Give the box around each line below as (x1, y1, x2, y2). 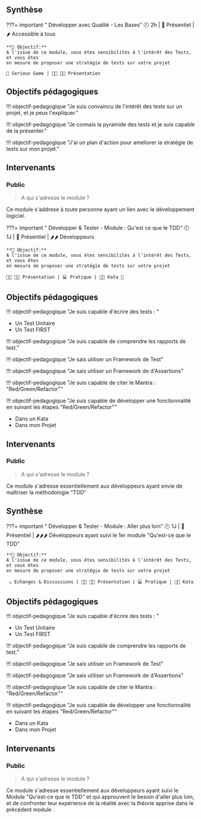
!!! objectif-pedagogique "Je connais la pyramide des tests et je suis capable (6, 120, 195, 128)
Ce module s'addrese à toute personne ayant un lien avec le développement (6, 206, 195, 213)
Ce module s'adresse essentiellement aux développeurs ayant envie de (6, 482, 183, 489)
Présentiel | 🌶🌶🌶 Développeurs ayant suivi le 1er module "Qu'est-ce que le (6, 532, 191, 539)
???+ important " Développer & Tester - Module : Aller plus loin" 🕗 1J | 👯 (6, 523, 185, 530)
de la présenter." (6, 127, 47, 134)
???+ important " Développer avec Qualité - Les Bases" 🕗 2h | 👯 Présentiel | (6, 21, 195, 28)
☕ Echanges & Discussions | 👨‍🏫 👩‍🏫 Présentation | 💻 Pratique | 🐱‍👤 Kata (8, 578, 194, 585)
